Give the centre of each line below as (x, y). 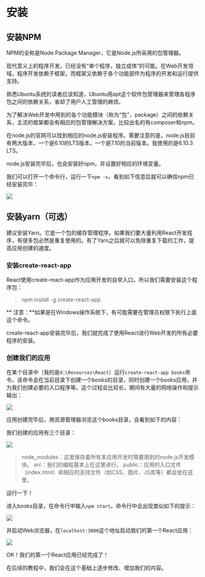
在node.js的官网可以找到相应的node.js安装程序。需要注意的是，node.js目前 (101, 135)
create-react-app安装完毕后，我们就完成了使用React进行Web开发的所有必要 (102, 333)
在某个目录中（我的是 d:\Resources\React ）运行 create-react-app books (96, 372)
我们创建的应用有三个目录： (41, 433)
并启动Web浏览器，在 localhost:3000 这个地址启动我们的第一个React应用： (100, 531)
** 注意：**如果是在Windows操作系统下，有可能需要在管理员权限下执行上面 (102, 312)
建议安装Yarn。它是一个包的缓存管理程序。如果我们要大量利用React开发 (97, 232)
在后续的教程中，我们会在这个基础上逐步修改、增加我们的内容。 (86, 568)
